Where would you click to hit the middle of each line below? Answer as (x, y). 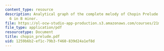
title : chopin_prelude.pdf (32, 37)
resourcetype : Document (29, 32)
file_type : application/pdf (34, 28)
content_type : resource (29, 9)
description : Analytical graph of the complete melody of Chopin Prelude (82, 14)
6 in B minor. (24, 18)
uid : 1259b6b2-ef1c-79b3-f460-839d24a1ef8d (50, 41)
